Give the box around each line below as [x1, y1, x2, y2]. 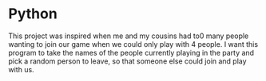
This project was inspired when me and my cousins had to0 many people [8, 31, 249, 40]
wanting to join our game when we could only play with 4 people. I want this [8, 39, 258, 48]
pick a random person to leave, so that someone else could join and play [8, 56, 247, 66]
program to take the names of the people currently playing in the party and [8, 48, 254, 57]
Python [8, 5, 58, 23]
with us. [8, 64, 34, 74]
